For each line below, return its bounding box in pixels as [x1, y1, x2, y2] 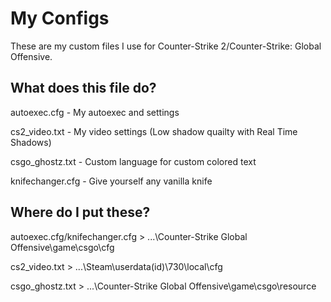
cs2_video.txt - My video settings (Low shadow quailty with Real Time [10, 125, 298, 137]
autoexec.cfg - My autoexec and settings [10, 106, 180, 118]
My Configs [10, 7, 110, 30]
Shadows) [10, 136, 52, 148]
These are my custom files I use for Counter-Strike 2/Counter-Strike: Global [10, 40, 322, 52]
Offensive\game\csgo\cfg [10, 241, 115, 253]
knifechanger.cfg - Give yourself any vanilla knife [10, 175, 213, 187]
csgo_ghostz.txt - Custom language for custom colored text [10, 155, 257, 167]
